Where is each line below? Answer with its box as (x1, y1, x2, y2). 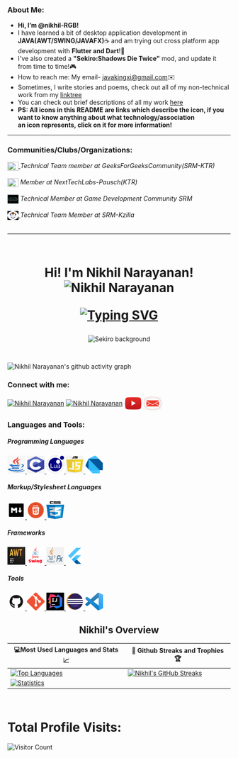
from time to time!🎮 (17, 62, 76, 71)
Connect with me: (7, 380, 70, 390)
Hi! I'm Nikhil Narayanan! (44, 264, 194, 281)
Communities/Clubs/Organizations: (7, 145, 133, 155)
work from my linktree (17, 91, 82, 99)
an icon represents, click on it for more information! (17, 121, 172, 129)
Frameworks (7, 528, 46, 537)
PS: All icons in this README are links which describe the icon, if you (17, 106, 225, 114)
